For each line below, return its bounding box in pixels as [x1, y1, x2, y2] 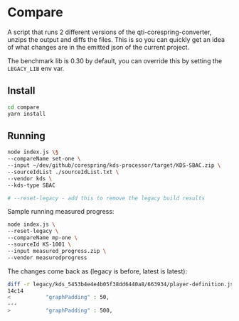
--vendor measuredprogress [7, 254, 87, 261]
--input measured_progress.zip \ [7, 247, 107, 254]
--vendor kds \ [7, 175, 53, 182]
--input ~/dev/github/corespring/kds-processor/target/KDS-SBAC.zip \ [7, 162, 221, 169]
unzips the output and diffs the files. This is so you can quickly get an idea [7, 35, 225, 43]
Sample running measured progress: [7, 207, 115, 216]
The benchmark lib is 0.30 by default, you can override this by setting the [7, 56, 223, 65]
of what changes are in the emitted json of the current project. [7, 43, 190, 51]
